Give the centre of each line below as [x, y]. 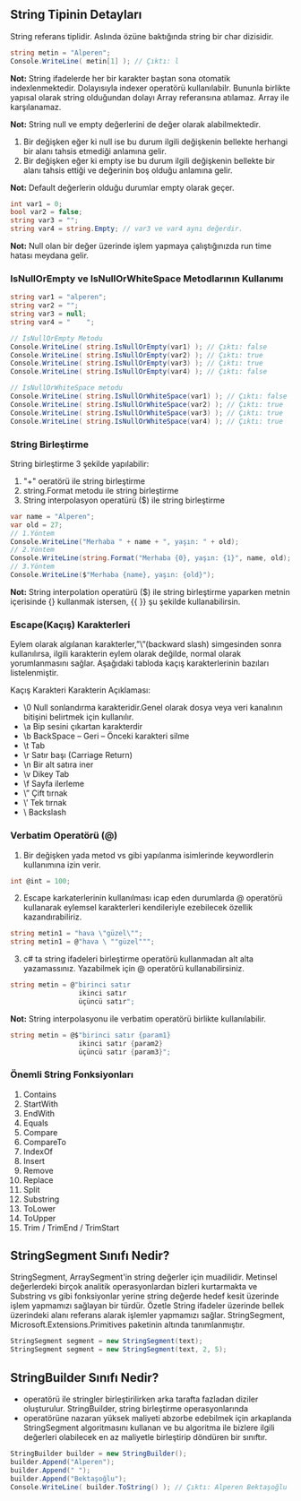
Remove [38, 1170]
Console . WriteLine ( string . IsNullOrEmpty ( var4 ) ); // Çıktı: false [139, 372]
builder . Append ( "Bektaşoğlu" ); [69, 1479]
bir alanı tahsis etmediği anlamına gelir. [95, 151]
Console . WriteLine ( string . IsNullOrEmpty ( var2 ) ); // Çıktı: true [137, 355]
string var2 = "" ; [44, 306]
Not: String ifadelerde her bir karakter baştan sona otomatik [120, 78]
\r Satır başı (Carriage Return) [78, 755]
